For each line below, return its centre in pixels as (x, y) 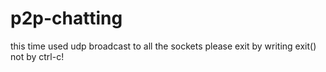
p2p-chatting (66, 18)
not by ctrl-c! (37, 56)
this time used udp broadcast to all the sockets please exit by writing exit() (163, 46)
